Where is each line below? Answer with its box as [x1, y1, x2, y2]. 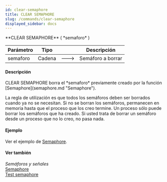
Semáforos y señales [5, 161, 49, 167]
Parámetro [7, 47, 33, 54]
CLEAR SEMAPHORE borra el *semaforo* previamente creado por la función [5, 80, 162, 86]
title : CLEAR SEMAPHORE [5, 12, 55, 17]
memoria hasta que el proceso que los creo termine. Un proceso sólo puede [5, 105, 162, 111]
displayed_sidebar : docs [5, 21, 57, 26]
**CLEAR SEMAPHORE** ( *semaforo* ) [5, 35, 90, 41]
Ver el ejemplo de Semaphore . [5, 138, 67, 144]
